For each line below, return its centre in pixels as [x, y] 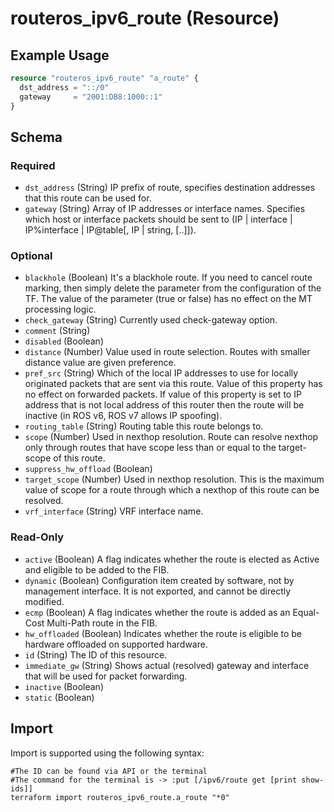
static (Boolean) [59, 697]
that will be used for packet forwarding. [106, 676]
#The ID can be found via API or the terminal [109, 771]
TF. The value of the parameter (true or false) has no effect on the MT [168, 299]
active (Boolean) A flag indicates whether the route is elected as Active [172, 559]
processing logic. [60, 309]
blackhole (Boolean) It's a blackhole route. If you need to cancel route [168, 278]
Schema [36, 137]
